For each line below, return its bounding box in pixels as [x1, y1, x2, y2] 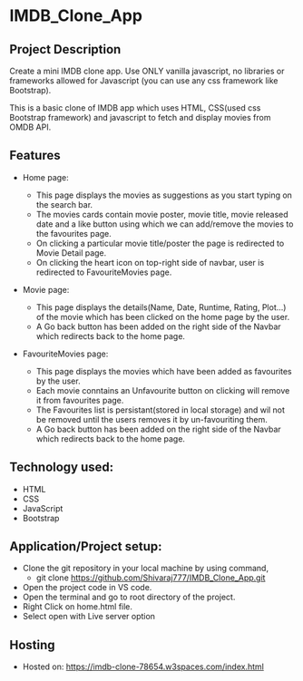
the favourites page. [35, 228, 112, 238]
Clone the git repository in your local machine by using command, [22, 563, 269, 574]
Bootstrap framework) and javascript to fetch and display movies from [9, 112, 271, 122]
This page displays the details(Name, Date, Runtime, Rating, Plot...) [35, 301, 287, 313]
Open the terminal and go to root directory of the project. [22, 591, 236, 603]
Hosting [9, 637, 56, 653]
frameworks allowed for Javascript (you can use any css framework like [9, 75, 279, 86]
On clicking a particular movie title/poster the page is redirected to [35, 238, 285, 248]
